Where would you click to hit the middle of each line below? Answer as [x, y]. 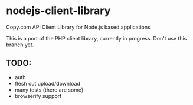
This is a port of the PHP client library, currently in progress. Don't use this [97, 38]
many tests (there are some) [49, 90]
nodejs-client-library [58, 11]
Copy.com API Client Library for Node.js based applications [78, 27]
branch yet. [20, 45]
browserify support [38, 96]
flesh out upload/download [48, 83]
